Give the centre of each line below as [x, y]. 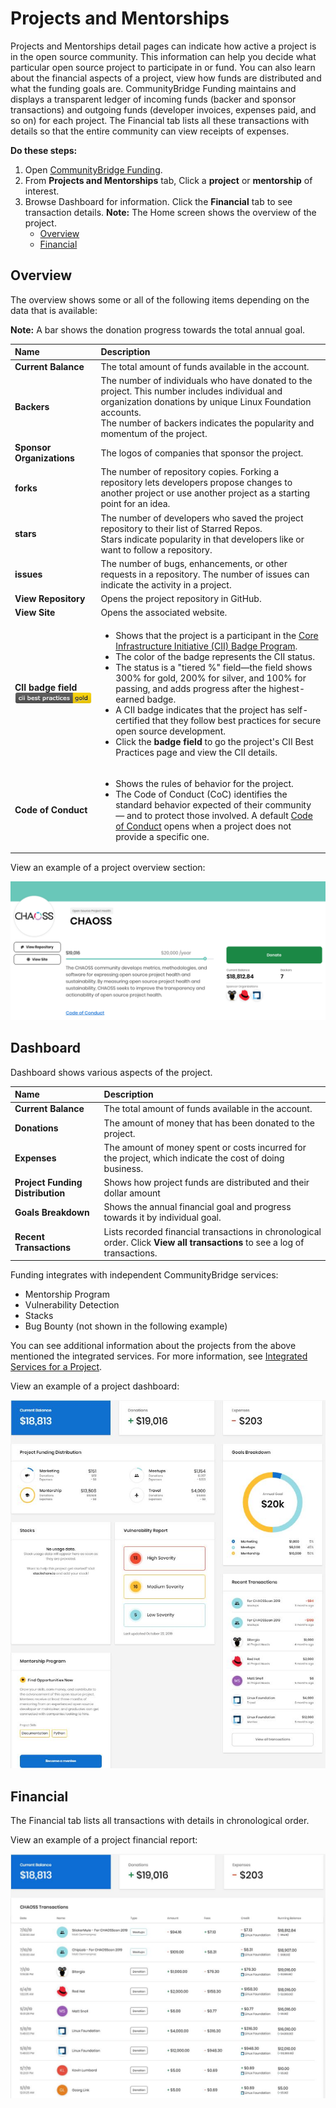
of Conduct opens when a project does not [203, 826]
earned [130, 699]
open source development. [170, 731]
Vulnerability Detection [72, 1305]
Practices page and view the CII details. [196, 752]
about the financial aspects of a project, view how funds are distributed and [166, 78]
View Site [35, 613]
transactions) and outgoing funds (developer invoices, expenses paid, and [163, 109]
